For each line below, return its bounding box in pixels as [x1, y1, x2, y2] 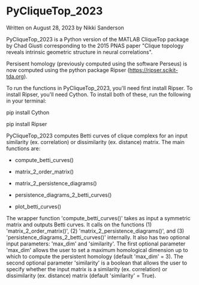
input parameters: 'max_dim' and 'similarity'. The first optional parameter [6, 240, 186, 247]
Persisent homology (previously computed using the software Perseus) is [6, 60, 188, 67]
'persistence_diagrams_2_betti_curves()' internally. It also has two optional [6, 233, 190, 241]
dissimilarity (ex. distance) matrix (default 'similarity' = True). [6, 272, 156, 279]
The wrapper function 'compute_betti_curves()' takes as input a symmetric [6, 214, 191, 221]
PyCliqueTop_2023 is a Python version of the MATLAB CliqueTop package [6, 35, 189, 43]
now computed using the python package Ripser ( [6, 66, 130, 73]
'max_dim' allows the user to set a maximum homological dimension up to [6, 246, 188, 253]
